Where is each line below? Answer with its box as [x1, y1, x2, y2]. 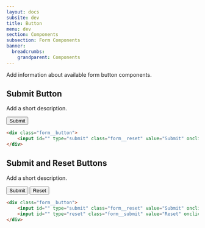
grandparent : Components [17, 54, 81, 60]
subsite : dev [6, 15, 40, 21]
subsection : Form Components [6, 37, 81, 43]
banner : [6, 43, 26, 49]
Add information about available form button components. [6, 71, 152, 78]
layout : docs [6, 9, 40, 15]
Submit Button [6, 89, 62, 99]
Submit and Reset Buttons [6, 158, 107, 168]
